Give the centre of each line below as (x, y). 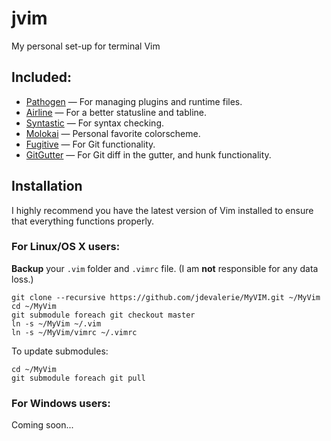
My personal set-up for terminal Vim (86, 46)
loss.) (22, 279)
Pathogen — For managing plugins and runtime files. (134, 101)
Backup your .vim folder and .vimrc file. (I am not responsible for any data (165, 268)
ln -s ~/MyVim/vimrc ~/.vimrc (74, 332)
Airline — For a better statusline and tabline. (116, 112)
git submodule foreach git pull (78, 378)
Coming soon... (42, 425)
